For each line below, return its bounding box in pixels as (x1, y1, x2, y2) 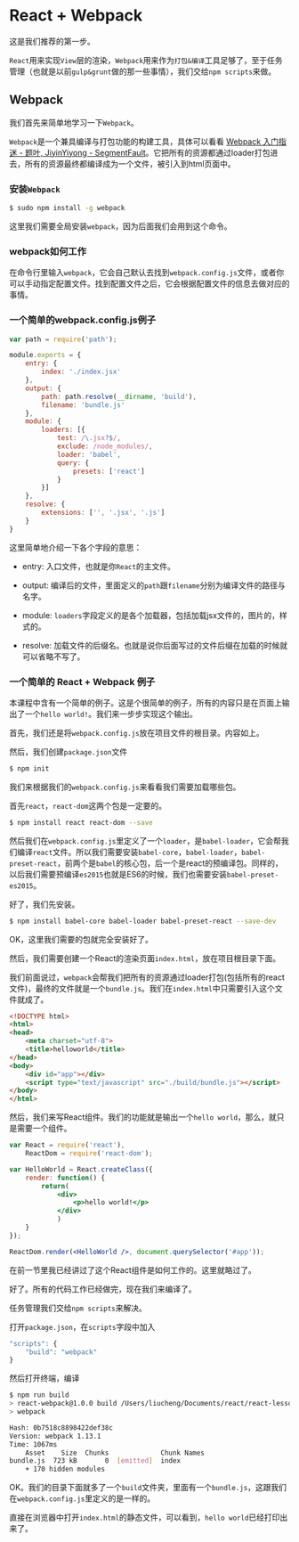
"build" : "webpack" (25, 1347, 98, 1357)
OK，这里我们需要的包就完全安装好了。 (9, 934, 154, 944)
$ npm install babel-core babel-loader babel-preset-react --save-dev (9, 917, 277, 926)
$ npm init (9, 763, 50, 773)
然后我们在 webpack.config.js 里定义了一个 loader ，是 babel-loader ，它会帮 (9, 835, 282, 846)
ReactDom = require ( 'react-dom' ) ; (25, 1149, 153, 1158)
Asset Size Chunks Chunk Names (25, 1448, 205, 1457)
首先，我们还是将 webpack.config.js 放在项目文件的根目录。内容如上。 (9, 727, 264, 738)
